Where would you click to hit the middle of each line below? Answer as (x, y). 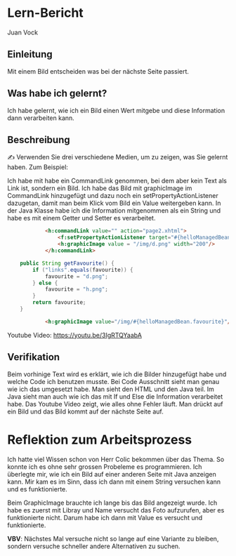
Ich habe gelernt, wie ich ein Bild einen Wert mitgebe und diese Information (116, 110)
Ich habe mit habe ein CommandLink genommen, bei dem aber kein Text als (117, 181)
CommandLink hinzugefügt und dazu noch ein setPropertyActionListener (113, 196)
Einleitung (30, 54)
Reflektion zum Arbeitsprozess (99, 439)
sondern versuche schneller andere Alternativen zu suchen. (94, 546)
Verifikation (34, 357)
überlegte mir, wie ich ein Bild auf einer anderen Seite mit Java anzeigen (112, 474)
